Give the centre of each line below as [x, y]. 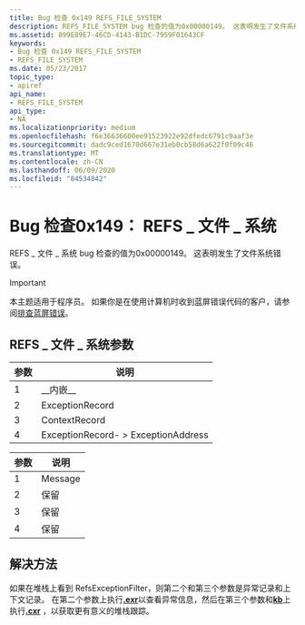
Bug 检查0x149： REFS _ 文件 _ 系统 [143, 226]
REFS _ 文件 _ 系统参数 [72, 344]
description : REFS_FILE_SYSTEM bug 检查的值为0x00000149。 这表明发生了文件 [148, 26]
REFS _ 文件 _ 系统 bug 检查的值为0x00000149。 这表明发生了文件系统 [142, 253]
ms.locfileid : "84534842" [58, 178]
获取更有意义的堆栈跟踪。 [106, 610]
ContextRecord [74, 420]
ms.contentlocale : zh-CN [56, 161]
